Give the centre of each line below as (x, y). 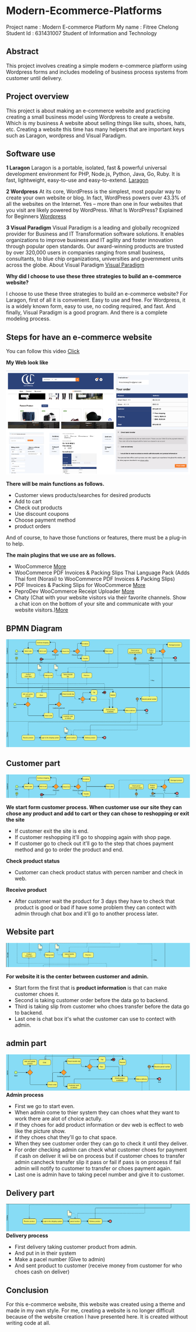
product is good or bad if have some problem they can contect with (95, 907)
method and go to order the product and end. (69, 850)
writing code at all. (28, 1323)
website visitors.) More (41, 610)
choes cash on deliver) (42, 1272)
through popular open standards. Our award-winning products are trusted (95, 246)
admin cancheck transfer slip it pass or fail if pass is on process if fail (98, 1162)
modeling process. (28, 319)
